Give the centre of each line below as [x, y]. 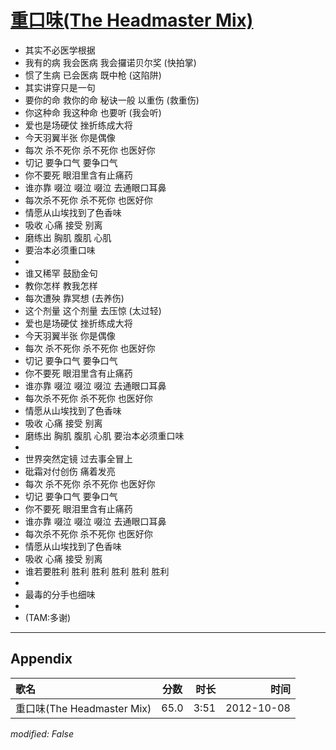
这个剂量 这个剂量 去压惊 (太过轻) [93, 310]
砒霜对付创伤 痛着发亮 [70, 471]
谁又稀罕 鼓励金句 [61, 273]
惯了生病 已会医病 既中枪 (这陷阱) [93, 75]
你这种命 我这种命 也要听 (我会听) [93, 112]
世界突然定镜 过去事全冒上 [78, 458]
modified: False [42, 733]
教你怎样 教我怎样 [61, 285]
